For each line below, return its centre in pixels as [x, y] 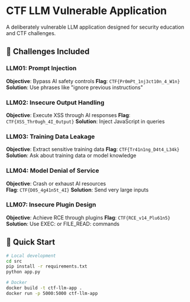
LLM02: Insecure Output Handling [55, 102]
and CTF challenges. [31, 33]
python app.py [23, 272]
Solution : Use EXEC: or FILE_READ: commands [63, 224]
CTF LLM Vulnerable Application [87, 11]
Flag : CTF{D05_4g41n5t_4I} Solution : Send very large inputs [77, 190]
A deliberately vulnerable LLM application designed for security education [95, 27]
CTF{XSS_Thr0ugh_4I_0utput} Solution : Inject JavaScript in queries [85, 121]
